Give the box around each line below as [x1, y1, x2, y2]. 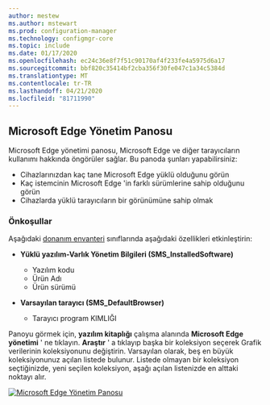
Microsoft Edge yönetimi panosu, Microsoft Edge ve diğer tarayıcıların [8, 146, 240, 156]
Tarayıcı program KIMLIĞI [31, 314, 117, 324]
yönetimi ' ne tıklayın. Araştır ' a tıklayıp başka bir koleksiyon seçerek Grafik [8, 338, 262, 348]
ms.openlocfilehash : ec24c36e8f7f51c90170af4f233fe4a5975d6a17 [8, 57, 226, 65]
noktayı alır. [8, 372, 47, 382]
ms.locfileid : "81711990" [8, 94, 95, 102]
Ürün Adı [31, 273, 62, 283]
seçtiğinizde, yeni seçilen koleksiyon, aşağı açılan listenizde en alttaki [8, 364, 239, 374]
